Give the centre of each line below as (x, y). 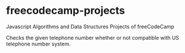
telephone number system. (39, 44)
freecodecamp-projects (66, 11)
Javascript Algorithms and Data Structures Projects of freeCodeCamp (90, 26)
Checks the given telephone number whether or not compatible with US (93, 37)
